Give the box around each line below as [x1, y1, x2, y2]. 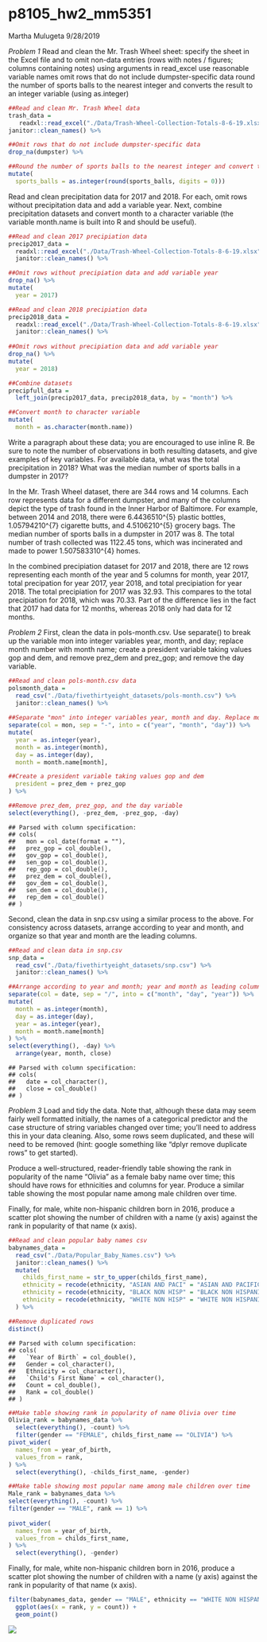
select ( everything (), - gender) [15, 1549, 119, 1557]
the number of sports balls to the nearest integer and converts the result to [8, 80, 253, 90]
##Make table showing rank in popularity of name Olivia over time [8, 1409, 237, 1417]
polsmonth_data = [8, 684, 66, 692]
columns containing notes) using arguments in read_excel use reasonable [8, 63, 250, 72]
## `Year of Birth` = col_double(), [8, 1353, 137, 1361]
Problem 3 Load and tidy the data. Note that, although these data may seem [8, 1106, 257, 1115]
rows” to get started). [8, 1148, 78, 1158]
